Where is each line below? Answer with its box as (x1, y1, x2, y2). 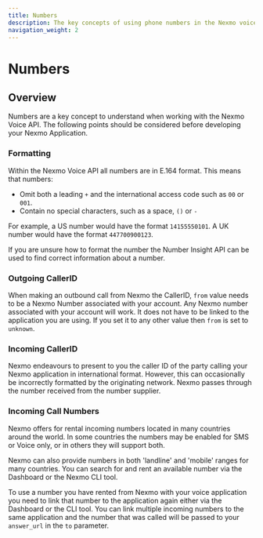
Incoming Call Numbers (8, 405, 100, 416)
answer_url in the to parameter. (8, 521, 110, 530)
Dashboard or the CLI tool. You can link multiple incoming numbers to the (8, 503, 244, 514)
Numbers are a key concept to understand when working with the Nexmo (8, 111, 245, 122)
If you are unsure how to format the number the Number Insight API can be (8, 245, 250, 254)
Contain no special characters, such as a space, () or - (19, 205, 198, 216)
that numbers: (8, 174, 53, 184)
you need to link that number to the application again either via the (8, 496, 222, 505)
